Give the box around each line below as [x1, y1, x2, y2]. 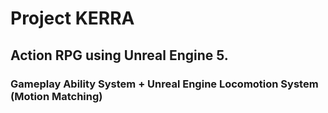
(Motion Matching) [10, 89, 103, 103]
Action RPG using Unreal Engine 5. [10, 47, 229, 64]
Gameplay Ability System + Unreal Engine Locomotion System [10, 77, 319, 91]
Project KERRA [10, 7, 135, 30]
